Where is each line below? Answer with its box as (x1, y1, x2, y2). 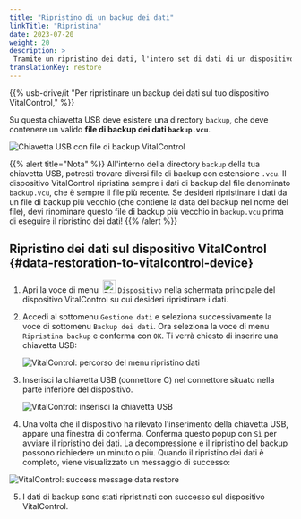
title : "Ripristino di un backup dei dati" (9, 13, 175, 22)
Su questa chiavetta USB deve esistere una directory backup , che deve (9, 114, 269, 125)
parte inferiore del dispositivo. (21, 384, 133, 395)
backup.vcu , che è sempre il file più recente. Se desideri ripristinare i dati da (9, 187, 288, 198)
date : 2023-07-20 (9, 30, 74, 38)
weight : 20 (9, 38, 50, 47)
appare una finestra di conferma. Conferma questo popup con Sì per (21, 428, 278, 438)
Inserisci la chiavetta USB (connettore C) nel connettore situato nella (21, 374, 275, 385)
